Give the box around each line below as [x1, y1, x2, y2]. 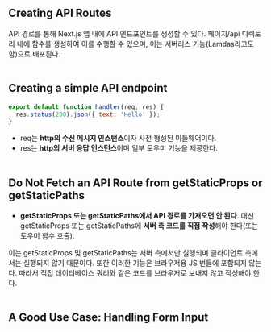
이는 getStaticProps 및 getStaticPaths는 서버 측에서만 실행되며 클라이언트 [8, 248, 244, 258]
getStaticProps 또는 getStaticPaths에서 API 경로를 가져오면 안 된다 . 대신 [19, 211, 254, 221]
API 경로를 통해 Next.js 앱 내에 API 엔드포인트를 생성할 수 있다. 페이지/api [8, 28, 240, 39]
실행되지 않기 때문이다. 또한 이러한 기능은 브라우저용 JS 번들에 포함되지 [23, 258, 248, 268]
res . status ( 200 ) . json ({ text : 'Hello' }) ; [15, 110, 161, 118]
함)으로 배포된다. [8, 48, 61, 59]
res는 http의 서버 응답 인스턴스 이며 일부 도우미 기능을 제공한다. [19, 143, 218, 153]
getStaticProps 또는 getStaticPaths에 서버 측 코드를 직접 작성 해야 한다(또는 [19, 221, 259, 230]
